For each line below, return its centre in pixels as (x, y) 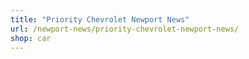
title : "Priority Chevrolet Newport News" (100, 19)
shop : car (31, 38)
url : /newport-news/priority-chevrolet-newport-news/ (125, 29)
